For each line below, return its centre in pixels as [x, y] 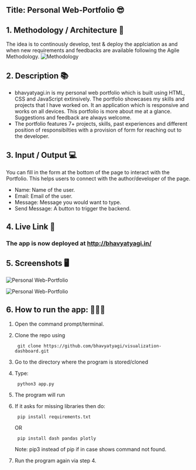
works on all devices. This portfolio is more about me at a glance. [93, 112]
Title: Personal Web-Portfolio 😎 [65, 10]
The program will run [40, 395]
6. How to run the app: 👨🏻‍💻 [56, 310]
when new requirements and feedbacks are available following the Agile [93, 50]
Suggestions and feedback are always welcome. [73, 117]
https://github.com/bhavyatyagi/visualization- [103, 346]
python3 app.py [36, 384]
